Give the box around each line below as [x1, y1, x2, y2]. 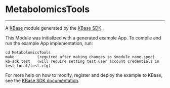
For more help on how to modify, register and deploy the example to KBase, [5, 72, 163, 78]
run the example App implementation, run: [5, 40, 93, 46]
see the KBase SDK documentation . [5, 77, 80, 83]
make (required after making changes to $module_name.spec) [5, 54, 155, 59]
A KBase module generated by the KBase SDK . [5, 25, 103, 31]
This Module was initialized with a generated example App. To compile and [5, 34, 161, 41]
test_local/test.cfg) [5, 63, 51, 68]
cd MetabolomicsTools [5, 50, 51, 55]
